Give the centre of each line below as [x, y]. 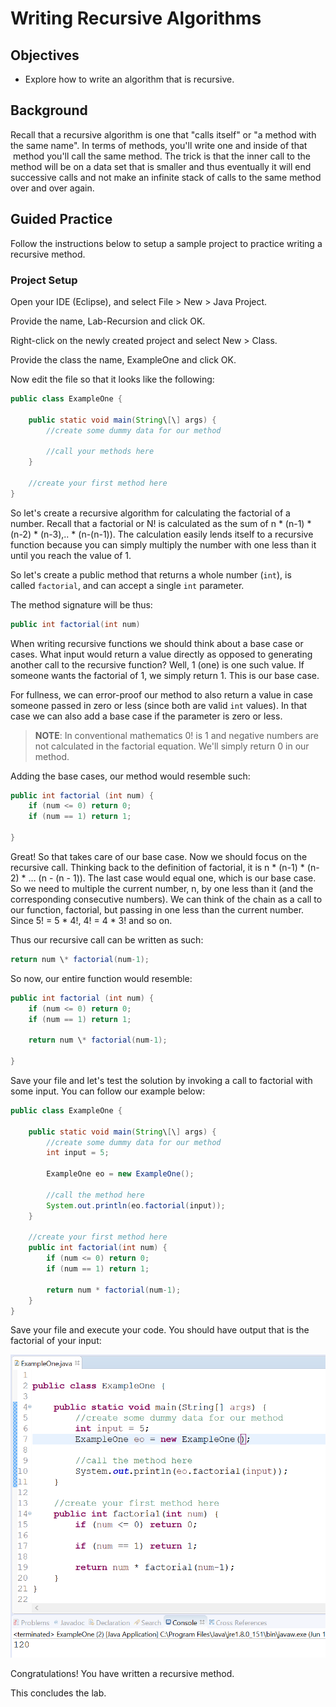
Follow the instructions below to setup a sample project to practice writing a [166, 243]
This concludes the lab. [58, 1693]
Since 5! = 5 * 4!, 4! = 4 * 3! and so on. [91, 920]
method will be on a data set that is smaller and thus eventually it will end [161, 166]
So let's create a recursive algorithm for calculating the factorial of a [150, 513]
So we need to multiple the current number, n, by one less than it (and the [162, 888]
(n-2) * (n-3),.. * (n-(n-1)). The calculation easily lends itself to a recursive [162, 534]
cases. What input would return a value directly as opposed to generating [161, 654]
